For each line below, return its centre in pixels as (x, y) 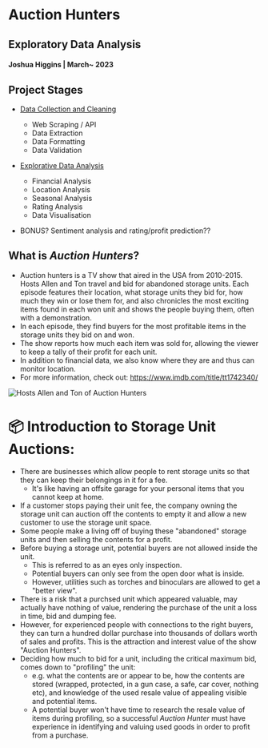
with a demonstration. (56, 317)
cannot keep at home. (68, 497)
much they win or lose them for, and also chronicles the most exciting (134, 300)
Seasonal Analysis (62, 198)
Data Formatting (58, 141)
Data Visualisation (62, 215)
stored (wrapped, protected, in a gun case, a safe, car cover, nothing (145, 684)
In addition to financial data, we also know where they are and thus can (137, 360)
